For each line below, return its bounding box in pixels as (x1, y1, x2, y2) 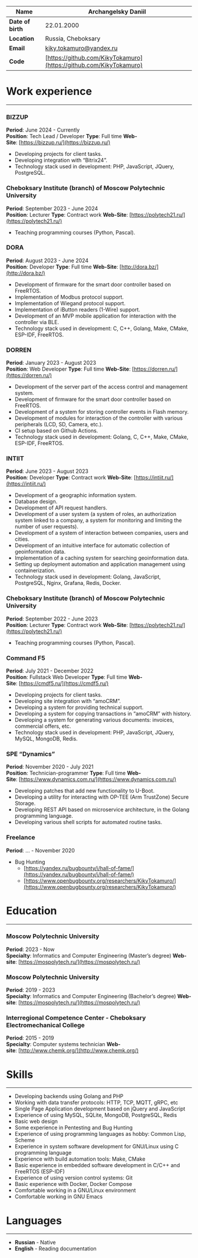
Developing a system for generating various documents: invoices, (14, 717, 174, 724)
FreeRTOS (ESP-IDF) (14, 1168, 65, 1175)
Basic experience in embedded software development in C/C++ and (14, 1162, 180, 1169)
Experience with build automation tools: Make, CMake (14, 1155, 146, 1162)
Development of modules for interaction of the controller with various (14, 414, 183, 421)
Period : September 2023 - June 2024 (6, 205, 98, 212)
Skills (6, 1068, 34, 1081)
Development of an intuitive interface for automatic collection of (14, 542, 170, 549)
